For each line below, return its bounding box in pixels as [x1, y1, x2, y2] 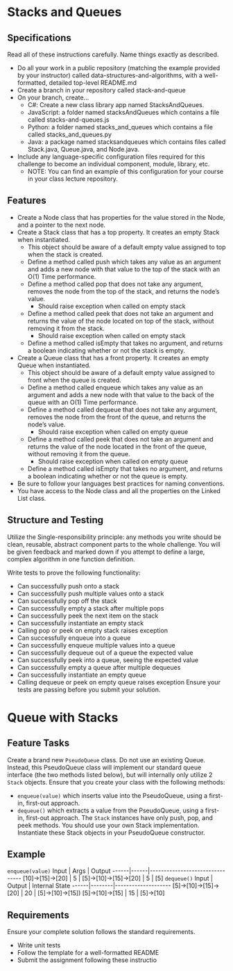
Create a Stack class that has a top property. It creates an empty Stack [17, 227, 220, 236]
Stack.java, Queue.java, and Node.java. [27, 145, 140, 153]
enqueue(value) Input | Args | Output [7, 867, 111, 875]
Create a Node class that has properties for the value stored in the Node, [17, 213, 225, 221]
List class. [17, 494, 46, 502]
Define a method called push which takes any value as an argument [27, 257, 221, 266]
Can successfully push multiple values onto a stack [17, 589, 164, 597]
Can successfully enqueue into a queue [17, 634, 131, 642]
